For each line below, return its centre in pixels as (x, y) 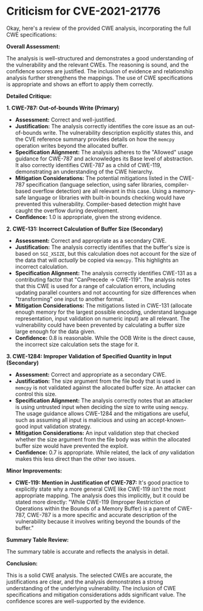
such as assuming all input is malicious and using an (81, 420)
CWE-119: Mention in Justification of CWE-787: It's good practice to (102, 482)
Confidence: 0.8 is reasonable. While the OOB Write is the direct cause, (105, 338)
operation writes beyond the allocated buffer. (72, 145)
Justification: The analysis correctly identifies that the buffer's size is (102, 247)
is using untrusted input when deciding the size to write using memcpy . (102, 407)
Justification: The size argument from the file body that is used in (98, 381)
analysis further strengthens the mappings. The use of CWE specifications (100, 78)
